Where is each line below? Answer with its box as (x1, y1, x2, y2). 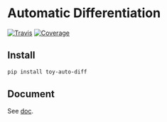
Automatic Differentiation (7, 5, 161, 21)
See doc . (7, 107, 34, 116)
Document (7, 88, 55, 101)
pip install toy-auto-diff (7, 68, 87, 76)
